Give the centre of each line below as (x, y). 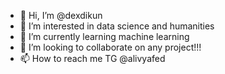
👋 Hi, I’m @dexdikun (61, 15)
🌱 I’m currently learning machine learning (104, 36)
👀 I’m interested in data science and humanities (117, 26)
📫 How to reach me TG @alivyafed (92, 58)
